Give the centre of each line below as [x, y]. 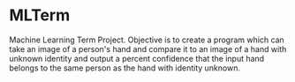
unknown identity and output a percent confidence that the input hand [137, 58]
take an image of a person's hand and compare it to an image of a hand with [148, 48]
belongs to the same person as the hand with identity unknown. [125, 68]
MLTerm [40, 15]
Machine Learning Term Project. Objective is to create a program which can [147, 40]
